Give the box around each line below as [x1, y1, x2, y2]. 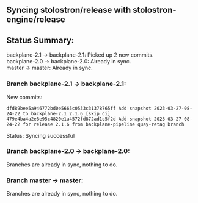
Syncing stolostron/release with [6, 5, 131, 15]
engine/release [6, 15, 65, 25]
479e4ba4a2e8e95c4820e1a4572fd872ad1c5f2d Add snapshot [6, 116, 152, 122]
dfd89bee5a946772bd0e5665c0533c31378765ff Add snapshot [6, 105, 152, 112]
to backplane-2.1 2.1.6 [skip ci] [22, 110, 111, 116]
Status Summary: [6, 35, 75, 45]
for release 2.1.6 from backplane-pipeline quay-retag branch [22, 121, 185, 127]
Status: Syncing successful [6, 132, 75, 139]
